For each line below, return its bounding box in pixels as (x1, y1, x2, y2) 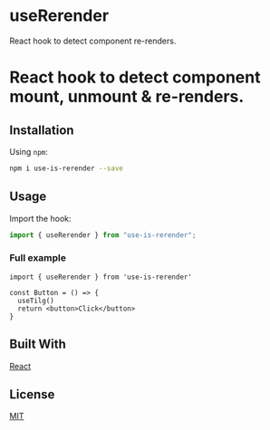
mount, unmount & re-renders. (9, 87, 245, 107)
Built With (9, 337, 66, 352)
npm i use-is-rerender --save (9, 164, 124, 173)
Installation (9, 122, 74, 138)
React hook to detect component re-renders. (9, 35, 177, 46)
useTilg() (17, 296, 54, 305)
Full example (9, 252, 66, 264)
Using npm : (9, 146, 48, 157)
